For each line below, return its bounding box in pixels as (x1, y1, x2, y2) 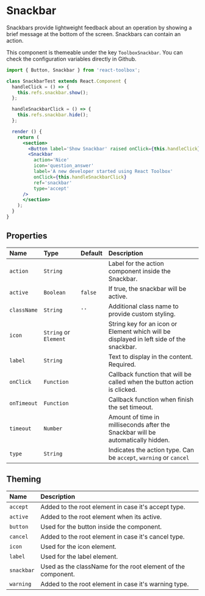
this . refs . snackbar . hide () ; (17, 112, 88, 118)
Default (80, 249, 103, 257)
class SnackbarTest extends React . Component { (6, 78, 127, 84)
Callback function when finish (108, 395, 194, 403)
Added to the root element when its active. (40, 512, 162, 521)
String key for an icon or (108, 319, 178, 328)
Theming (6, 474, 41, 485)
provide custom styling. (108, 309, 176, 318)
